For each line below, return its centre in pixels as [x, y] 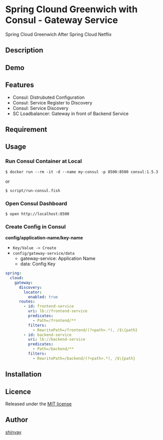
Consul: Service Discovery [40, 108]
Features [20, 85]
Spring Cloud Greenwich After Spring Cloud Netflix [59, 34]
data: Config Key [38, 264]
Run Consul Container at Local [44, 161]
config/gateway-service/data [44, 254]
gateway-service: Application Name [58, 259]
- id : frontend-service [49, 307]
